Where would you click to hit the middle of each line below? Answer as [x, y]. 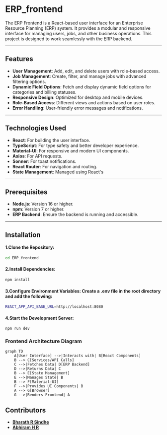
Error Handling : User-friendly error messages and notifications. [78, 108]
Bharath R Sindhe [31, 422]
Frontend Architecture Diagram [43, 341]
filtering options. [29, 81]
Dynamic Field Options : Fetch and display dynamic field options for [82, 87]
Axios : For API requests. [37, 156]
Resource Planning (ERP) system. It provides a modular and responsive [78, 28]
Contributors [26, 410]
